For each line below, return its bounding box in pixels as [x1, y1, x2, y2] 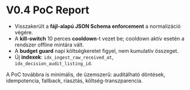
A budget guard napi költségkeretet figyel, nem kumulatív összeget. [14, 47, 179, 54]
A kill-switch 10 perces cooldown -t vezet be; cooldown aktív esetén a [14, 35, 185, 42]
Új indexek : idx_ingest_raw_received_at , [14, 53, 114, 60]
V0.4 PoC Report [6, 3, 89, 17]
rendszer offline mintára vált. [14, 41, 84, 48]
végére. [14, 28, 33, 35]
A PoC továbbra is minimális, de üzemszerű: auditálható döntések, [6, 71, 165, 78]
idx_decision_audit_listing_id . [14, 59, 92, 67]
